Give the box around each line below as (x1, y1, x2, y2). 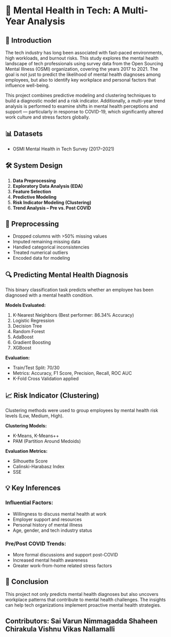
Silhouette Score (12, 458, 48, 464)
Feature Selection (12, 188, 52, 195)
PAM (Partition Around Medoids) (12, 438, 81, 445)
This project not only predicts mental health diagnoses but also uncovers (5, 591, 159, 597)
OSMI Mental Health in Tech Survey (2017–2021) (12, 146, 115, 152)
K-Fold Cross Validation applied (12, 376, 79, 382)
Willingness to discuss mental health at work (12, 511, 107, 517)
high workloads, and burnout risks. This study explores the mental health (5, 55, 159, 61)
